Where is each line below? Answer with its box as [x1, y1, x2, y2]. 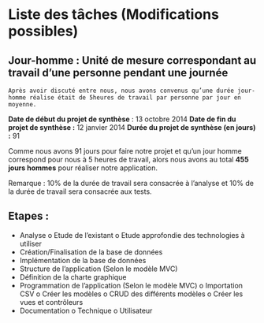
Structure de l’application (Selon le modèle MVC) [19, 264, 178, 273]
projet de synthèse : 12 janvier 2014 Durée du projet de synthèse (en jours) [8, 123, 256, 132]
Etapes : [8, 210, 50, 223]
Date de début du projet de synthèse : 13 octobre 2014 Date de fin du [8, 114, 236, 124]
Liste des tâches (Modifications [8, 6, 219, 24]
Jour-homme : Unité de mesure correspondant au [8, 54, 257, 67]
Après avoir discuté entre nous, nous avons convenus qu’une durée [8, 87, 235, 95]
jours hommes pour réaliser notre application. [8, 163, 158, 173]
